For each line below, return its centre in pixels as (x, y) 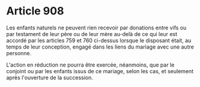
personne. (19, 53)
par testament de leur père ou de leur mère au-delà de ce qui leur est (92, 34)
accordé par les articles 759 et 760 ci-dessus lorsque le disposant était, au (99, 40)
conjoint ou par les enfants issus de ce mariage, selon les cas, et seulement (100, 71)
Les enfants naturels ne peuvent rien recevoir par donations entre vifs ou (96, 28)
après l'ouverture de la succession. (50, 77)
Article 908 (35, 11)
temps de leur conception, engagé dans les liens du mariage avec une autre (100, 47)
